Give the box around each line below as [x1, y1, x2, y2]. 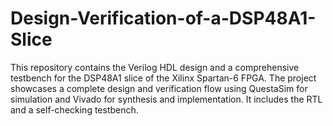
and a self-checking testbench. [10, 103, 139, 116]
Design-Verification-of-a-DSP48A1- [10, 7, 317, 30]
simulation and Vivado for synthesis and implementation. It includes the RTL [10, 93, 323, 105]
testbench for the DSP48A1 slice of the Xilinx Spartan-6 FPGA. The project [10, 72, 317, 84]
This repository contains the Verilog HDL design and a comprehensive [10, 61, 300, 73]
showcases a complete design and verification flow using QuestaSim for [10, 82, 308, 94]
